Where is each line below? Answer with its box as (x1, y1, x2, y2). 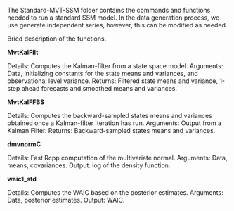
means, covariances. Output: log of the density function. (7, 161, 171, 170)
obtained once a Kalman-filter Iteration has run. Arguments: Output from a (7, 119, 222, 127)
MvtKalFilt (7, 49, 39, 56)
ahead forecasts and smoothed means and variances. (21, 84, 178, 92)
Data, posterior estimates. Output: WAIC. (7, 196, 125, 204)
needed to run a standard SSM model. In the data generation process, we (7, 13, 220, 22)
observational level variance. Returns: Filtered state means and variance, (7, 77, 218, 85)
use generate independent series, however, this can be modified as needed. (7, 21, 228, 29)
